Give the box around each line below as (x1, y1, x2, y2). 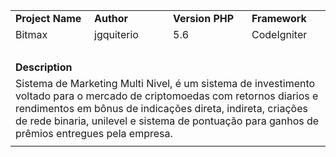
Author (94, 12, 129, 25)
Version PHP (173, 12, 235, 25)
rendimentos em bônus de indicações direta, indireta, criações (15, 102, 308, 115)
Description (15, 60, 73, 74)
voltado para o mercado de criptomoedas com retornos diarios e (15, 89, 319, 103)
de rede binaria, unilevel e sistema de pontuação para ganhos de (15, 114, 320, 128)
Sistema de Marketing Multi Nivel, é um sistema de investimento (15, 77, 316, 90)
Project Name (15, 12, 82, 25)
